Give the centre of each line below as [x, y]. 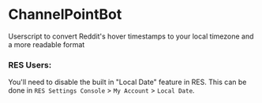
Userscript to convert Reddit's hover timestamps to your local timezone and [131, 36]
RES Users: [30, 64]
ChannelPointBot [65, 15]
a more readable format [47, 44]
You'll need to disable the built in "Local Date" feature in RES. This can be [127, 82]
